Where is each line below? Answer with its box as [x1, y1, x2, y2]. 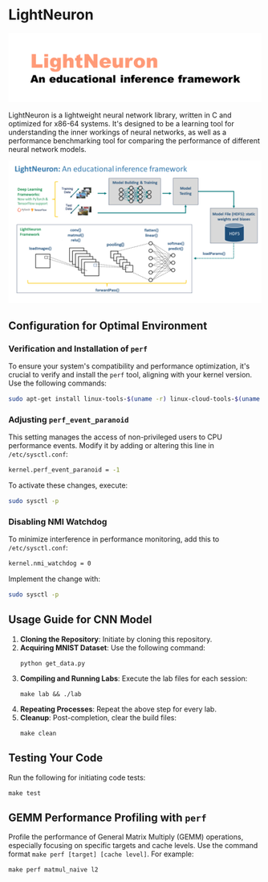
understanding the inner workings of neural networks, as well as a [8, 127, 227, 137]
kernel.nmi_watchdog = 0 [8, 559, 91, 568]
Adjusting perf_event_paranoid [8, 414, 129, 425]
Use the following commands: [8, 378, 107, 388]
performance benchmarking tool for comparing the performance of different [8, 135, 261, 146]
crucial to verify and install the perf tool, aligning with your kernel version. [8, 369, 253, 379]
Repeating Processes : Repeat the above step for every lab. [19, 704, 217, 714]
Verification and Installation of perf [8, 343, 148, 354]
